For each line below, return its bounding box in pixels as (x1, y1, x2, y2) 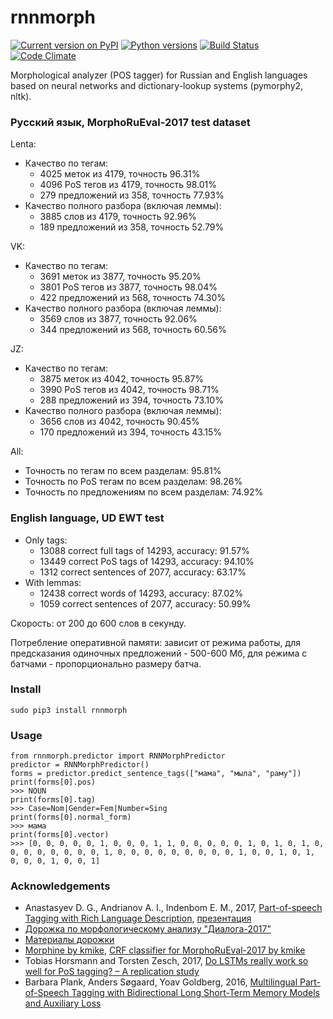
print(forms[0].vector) (10, 830, 110, 840)
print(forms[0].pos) (10, 777, 97, 788)
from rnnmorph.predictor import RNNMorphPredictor (10, 751, 226, 761)
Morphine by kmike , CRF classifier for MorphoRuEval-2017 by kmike (24, 944, 306, 956)
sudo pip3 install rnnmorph (10, 705, 128, 715)
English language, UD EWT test (10, 511, 165, 525)
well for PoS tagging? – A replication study (24, 966, 200, 978)
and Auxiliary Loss (24, 997, 102, 1010)
